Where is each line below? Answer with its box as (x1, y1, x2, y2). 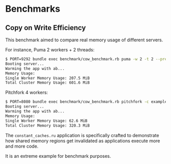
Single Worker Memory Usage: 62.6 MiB (5, 118, 88, 123)
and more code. (5, 143, 39, 149)
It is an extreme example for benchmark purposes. (5, 153, 111, 159)
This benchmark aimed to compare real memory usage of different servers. (5, 37, 163, 43)
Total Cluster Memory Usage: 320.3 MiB (5, 123, 90, 128)
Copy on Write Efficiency (5, 23, 86, 32)
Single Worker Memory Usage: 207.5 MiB (5, 75, 90, 80)
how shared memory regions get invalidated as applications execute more (5, 138, 160, 144)
